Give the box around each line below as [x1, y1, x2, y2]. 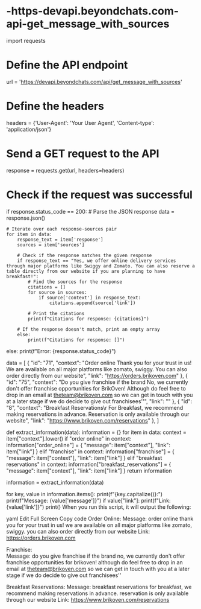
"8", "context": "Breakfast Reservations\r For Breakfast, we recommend [6, 404, 184, 411]
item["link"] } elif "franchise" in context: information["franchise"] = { [6, 448, 175, 455]
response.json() [6, 214, 46, 222]
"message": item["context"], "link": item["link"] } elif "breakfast [6, 454, 162, 461]
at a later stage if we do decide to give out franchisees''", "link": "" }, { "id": [6, 397, 193, 405]
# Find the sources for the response [28, 279, 122, 285]
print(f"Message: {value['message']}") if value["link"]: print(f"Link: [6, 497, 171, 504]
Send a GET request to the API [6, 147, 159, 161]
